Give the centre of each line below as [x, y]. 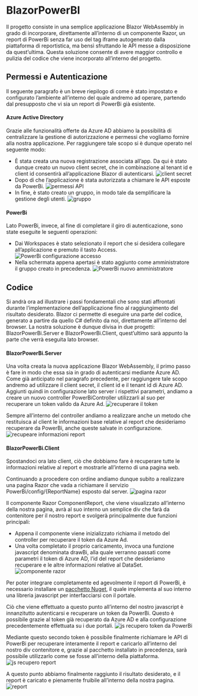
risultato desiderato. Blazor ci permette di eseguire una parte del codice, [94, 314]
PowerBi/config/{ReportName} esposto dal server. [67, 492]
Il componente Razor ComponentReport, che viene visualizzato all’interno [95, 503]
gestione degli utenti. [40, 199]
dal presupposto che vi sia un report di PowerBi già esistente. [81, 104]
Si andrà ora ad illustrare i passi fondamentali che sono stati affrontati [91, 301]
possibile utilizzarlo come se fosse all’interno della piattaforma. [83, 656]
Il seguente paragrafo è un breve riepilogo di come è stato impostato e [92, 91]
